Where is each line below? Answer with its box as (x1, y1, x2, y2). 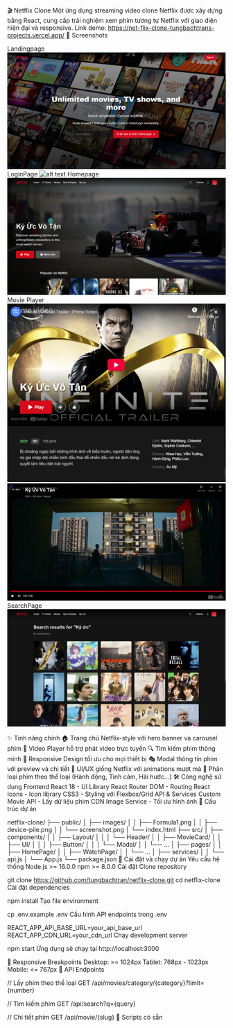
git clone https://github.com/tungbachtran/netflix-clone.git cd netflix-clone (7, 875, 221, 884)
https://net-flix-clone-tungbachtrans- (107, 24, 215, 32)
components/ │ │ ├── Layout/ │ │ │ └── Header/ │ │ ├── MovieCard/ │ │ (7, 833, 222, 841)
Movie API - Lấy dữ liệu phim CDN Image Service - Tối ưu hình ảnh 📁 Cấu (7, 797, 216, 805)
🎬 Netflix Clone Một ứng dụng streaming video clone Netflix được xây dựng (7, 6, 223, 15)
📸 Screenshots (65, 31, 108, 39)
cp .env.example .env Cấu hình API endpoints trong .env (7, 910, 168, 918)
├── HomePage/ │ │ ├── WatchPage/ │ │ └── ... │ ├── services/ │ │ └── (7, 847, 225, 856)
